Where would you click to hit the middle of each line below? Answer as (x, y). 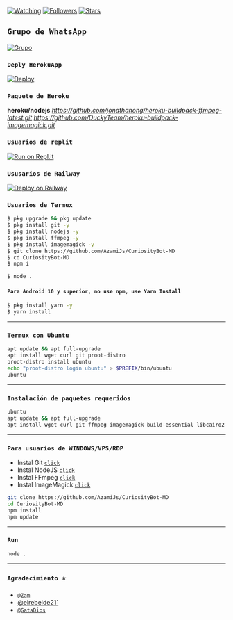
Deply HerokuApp (35, 65)
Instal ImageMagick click (54, 485)
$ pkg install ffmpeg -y (43, 238)
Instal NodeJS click (46, 470)
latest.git (20, 117)
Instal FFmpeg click (46, 478)
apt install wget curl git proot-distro (67, 356)
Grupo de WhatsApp (47, 32)
